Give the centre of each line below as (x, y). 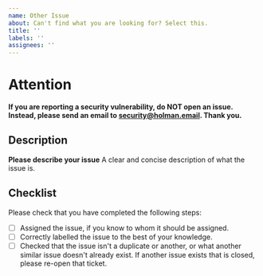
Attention (40, 85)
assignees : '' (32, 45)
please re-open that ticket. (63, 263)
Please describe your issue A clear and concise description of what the (127, 160)
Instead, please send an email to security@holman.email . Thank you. (125, 116)
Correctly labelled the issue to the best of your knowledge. (116, 237)
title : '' (25, 30)
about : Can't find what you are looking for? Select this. (108, 23)
